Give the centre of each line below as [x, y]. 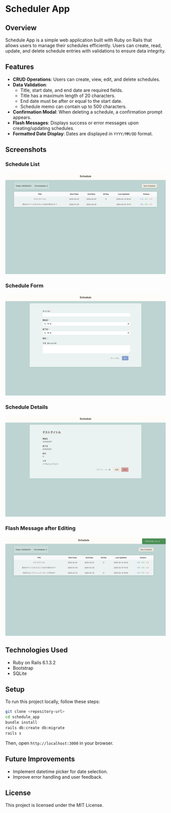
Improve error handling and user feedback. [58, 777]
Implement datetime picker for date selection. [60, 771]
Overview [21, 28]
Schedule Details [27, 407]
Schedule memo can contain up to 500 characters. [74, 106]
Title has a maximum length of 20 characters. [68, 96]
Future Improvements [40, 759]
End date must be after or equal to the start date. [71, 101]
